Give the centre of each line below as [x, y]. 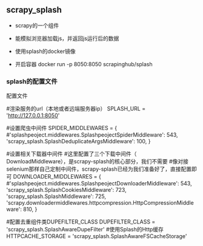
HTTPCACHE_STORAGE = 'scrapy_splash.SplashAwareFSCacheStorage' [97, 236]
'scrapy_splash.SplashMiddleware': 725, [56, 196]
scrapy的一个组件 [37, 25]
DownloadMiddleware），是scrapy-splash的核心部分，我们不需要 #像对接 [98, 162]
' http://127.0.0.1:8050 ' [33, 115]
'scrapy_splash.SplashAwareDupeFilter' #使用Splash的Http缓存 [85, 230]
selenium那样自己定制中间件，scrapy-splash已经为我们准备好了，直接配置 [99, 169]
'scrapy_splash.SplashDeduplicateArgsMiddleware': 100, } [78, 142]
